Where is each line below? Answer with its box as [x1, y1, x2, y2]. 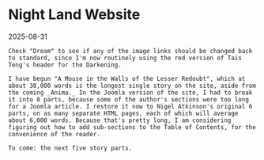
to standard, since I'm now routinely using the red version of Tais [8, 54, 243, 62]
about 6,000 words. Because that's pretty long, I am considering [8, 116, 232, 124]
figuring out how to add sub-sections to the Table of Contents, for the [8, 123, 257, 131]
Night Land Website [8, 6, 141, 24]
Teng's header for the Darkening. [8, 61, 123, 69]
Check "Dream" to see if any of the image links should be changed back [8, 47, 253, 55]
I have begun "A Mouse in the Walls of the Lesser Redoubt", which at [8, 74, 246, 82]
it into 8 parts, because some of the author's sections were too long [8, 95, 249, 104]
